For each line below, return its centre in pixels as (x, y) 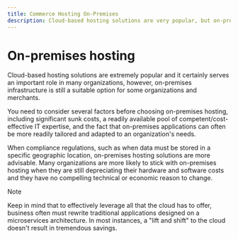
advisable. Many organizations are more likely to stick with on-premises (112, 163)
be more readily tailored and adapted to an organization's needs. (102, 134)
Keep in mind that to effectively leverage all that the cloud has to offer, (110, 206)
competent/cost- (204, 119)
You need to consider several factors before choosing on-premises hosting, (118, 111)
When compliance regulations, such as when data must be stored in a (109, 148)
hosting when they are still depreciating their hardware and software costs (116, 170)
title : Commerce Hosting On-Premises (63, 14)
